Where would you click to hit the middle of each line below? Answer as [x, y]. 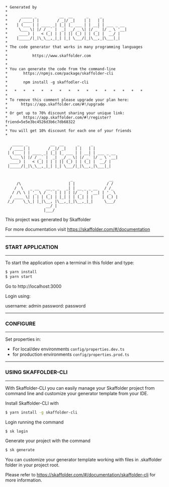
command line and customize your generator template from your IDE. [77, 393]
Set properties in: [23, 339]
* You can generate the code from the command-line [60, 69]
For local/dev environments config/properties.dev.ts [68, 349]
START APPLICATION [32, 247]
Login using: [18, 296]
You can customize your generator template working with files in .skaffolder [83, 460]
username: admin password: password [46, 306]
